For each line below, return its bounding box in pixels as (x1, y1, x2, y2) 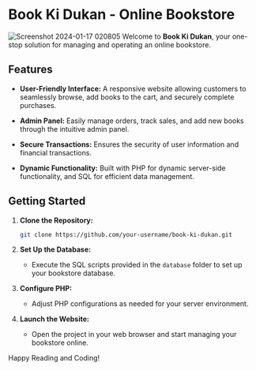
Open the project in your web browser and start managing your (31, 330, 237, 339)
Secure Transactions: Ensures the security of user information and (19, 140, 239, 149)
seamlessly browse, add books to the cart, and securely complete (19, 92, 235, 102)
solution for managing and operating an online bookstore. (24, 39, 212, 49)
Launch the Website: (19, 314, 89, 324)
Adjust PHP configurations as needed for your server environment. (31, 299, 249, 308)
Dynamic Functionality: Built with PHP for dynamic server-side (19, 163, 227, 173)
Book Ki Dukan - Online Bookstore (8, 6, 235, 24)
